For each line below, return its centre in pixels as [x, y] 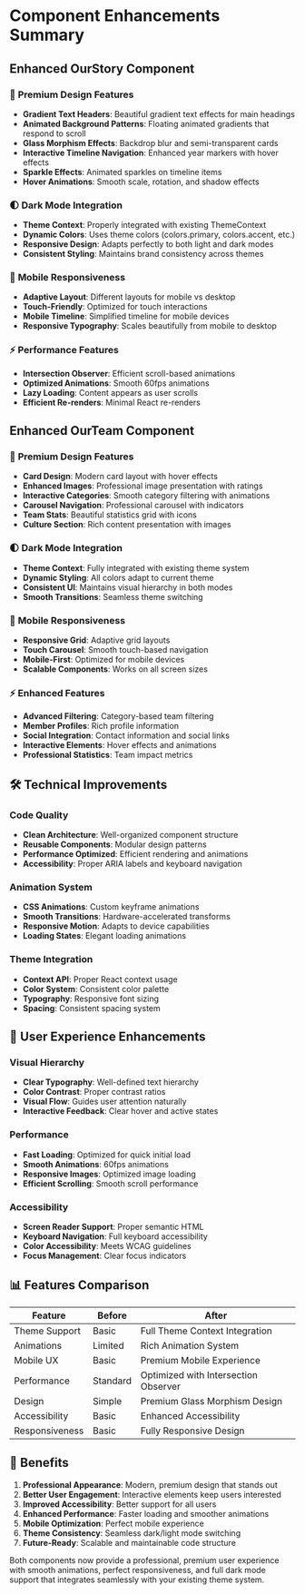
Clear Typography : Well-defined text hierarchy [111, 1082]
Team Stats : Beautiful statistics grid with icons [109, 515]
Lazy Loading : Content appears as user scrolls [110, 392]
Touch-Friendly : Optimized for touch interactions [115, 307]
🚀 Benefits [39, 1463]
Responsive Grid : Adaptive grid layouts [96, 640]
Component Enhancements [115, 16]
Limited [108, 1345]
